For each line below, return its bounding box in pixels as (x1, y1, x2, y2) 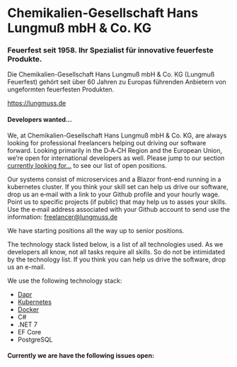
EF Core (17, 327, 42, 336)
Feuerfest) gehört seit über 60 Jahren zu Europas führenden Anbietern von (7, 78, 226, 86)
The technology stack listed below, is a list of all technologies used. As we (7, 239, 224, 249)
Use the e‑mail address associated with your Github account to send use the (7, 205, 231, 213)
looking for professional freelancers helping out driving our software (7, 138, 207, 147)
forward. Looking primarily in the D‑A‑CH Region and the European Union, (7, 146, 223, 154)
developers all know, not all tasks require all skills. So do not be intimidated (7, 247, 225, 256)
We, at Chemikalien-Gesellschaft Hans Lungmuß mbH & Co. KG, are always (7, 131, 227, 140)
